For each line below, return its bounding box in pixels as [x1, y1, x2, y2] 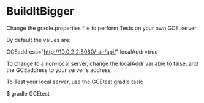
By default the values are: [6, 36, 71, 43]
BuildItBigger [6, 4, 75, 18]
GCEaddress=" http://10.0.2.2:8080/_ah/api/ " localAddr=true [6, 48, 158, 55]
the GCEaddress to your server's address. [6, 66, 112, 74]
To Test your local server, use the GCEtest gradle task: [6, 78, 144, 85]
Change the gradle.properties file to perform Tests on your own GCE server [6, 24, 197, 32]
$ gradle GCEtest [6, 90, 50, 97]
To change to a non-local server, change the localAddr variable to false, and [6, 60, 198, 67]
